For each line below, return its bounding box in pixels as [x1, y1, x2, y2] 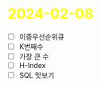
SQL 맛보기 [18, 70, 55, 80]
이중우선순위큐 [18, 32, 64, 41]
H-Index [18, 61, 46, 70]
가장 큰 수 [18, 52, 49, 62]
